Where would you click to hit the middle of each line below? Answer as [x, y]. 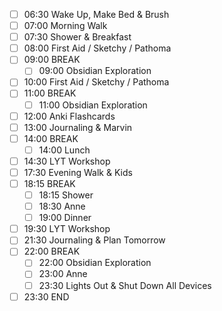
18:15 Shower [66, 195]
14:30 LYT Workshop [67, 161]
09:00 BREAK [52, 60]
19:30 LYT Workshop [67, 229]
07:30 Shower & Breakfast [77, 37]
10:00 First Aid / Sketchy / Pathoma [96, 82]
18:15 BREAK [49, 183]
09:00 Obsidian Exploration [95, 71]
